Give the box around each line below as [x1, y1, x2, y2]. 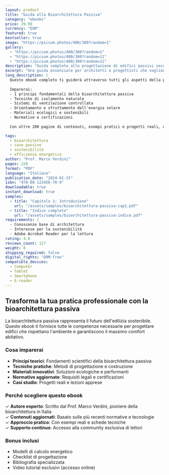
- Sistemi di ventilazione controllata [10, 101, 94, 106]
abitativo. [5, 334, 25, 340]
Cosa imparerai [5, 346, 44, 353]
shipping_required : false [5, 250, 59, 255]
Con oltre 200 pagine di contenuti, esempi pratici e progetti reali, [10, 124, 161, 129]
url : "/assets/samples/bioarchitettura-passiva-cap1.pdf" [14, 203, 138, 209]
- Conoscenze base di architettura [10, 222, 84, 227]
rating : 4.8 [5, 236, 30, 241]
